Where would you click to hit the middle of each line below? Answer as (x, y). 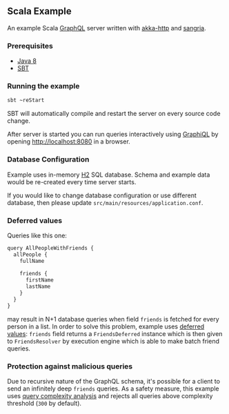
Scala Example (40, 11)
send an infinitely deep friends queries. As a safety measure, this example (113, 388)
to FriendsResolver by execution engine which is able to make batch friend (113, 341)
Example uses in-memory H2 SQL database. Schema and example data (109, 175)
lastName (38, 287)
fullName (32, 261)
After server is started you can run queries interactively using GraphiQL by (113, 135)
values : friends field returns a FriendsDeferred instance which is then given (115, 333)
